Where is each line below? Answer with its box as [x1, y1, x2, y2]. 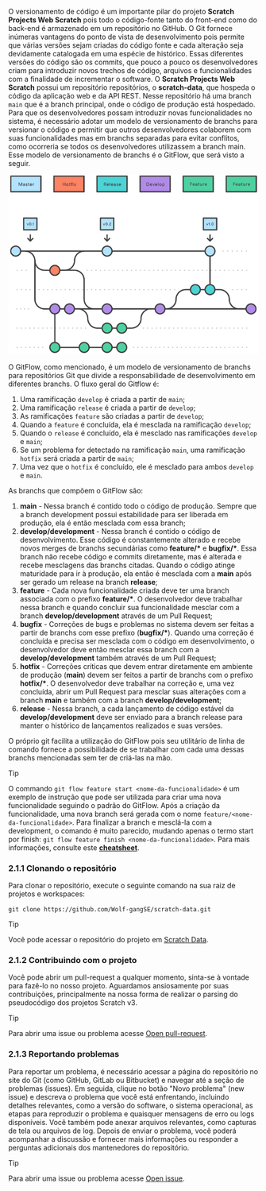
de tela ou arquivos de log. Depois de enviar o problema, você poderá [8, 1126, 237, 1135]
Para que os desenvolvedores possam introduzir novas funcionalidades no [8, 108, 253, 118]
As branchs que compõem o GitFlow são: [8, 485, 144, 495]
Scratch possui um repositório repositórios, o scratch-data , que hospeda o [8, 83, 256, 92]
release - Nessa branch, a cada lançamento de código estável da [19, 703, 234, 713]
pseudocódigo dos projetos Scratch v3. [8, 998, 137, 1007]
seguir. [8, 159, 31, 168]
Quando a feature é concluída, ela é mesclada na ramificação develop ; [19, 420, 252, 429]
